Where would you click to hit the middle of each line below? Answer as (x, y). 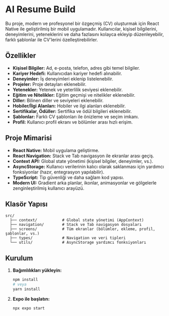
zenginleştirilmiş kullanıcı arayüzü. (48, 188)
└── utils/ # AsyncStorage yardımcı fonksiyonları (78, 243)
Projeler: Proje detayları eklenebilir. (49, 84)
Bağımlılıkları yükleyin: (37, 270)
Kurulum (19, 258)
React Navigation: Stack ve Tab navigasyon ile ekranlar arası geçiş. (83, 156)
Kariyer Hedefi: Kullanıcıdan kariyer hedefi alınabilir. (67, 73)
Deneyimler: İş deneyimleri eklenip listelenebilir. (63, 79)
